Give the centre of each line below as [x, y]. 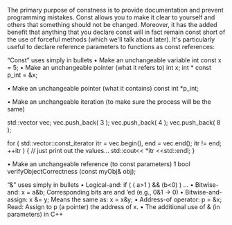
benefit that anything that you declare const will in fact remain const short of [116, 32]
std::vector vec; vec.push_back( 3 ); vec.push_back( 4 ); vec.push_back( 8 [114, 123]
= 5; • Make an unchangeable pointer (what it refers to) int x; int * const [109, 67]
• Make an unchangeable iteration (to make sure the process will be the [109, 102]
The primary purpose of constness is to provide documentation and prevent [115, 10]
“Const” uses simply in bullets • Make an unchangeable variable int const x [114, 60]
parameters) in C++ [35, 214]
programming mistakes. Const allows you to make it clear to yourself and [111, 17]
